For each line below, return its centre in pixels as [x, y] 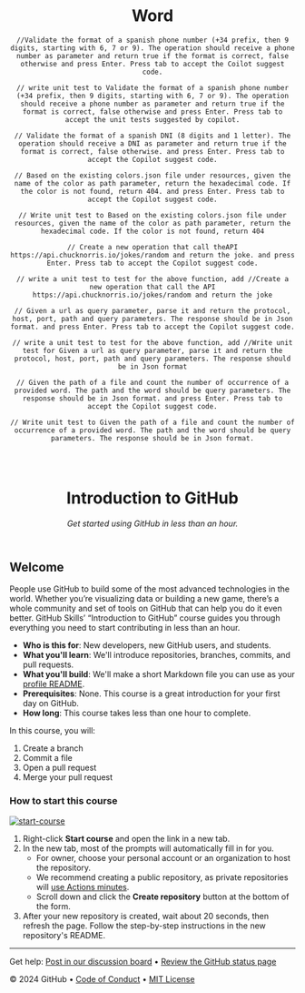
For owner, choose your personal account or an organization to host [163, 857]
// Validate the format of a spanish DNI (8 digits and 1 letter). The [152, 136]
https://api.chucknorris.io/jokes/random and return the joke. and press [152, 255]
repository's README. [64, 935]
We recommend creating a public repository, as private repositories [162, 877]
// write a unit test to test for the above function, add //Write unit [152, 342]
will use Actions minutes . [83, 887]
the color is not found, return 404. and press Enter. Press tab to [152, 191]
